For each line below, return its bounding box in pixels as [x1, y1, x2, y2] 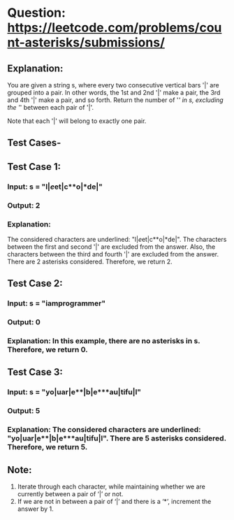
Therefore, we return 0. [7, 345, 89, 354]
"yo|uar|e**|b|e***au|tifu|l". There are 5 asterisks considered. [7, 433, 227, 443]
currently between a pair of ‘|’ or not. [17, 490, 124, 498]
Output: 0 [7, 317, 41, 327]
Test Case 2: [7, 277, 63, 289]
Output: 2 [7, 201, 41, 210]
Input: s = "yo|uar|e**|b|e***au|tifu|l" [7, 387, 142, 397]
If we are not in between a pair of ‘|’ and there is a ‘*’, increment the [17, 498, 212, 506]
